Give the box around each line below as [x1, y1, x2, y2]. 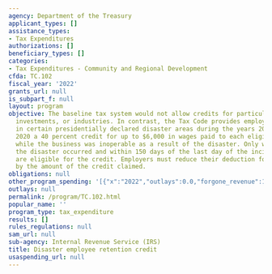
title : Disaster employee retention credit [8, 246, 158, 254]
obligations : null [8, 170, 70, 178]
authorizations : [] [8, 42, 74, 50]
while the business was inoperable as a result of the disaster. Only [15, 139, 259, 148]
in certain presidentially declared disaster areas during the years [15, 125, 255, 133]
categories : [8, 58, 49, 66]
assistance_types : [8, 27, 70, 35]
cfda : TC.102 [8, 72, 53, 80]
